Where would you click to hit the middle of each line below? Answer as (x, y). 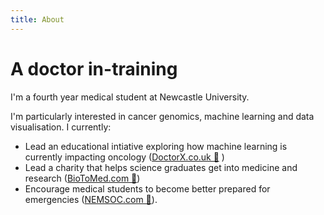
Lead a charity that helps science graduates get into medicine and (161, 167)
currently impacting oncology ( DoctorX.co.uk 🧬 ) (124, 157)
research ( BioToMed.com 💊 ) (82, 178)
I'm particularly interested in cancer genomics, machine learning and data (162, 116)
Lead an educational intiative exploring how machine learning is (156, 146)
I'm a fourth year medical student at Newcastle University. (130, 97)
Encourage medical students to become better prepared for (147, 188)
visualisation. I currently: (61, 127)
